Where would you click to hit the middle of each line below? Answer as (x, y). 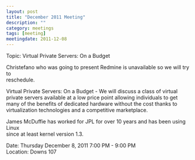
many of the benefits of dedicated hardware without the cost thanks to (92, 104)
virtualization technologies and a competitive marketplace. (77, 110)
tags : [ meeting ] (26, 34)
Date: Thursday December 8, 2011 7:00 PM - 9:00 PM (71, 146)
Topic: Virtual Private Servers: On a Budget (58, 56)
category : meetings (30, 28)
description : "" (26, 22)
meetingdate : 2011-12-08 (37, 39)
